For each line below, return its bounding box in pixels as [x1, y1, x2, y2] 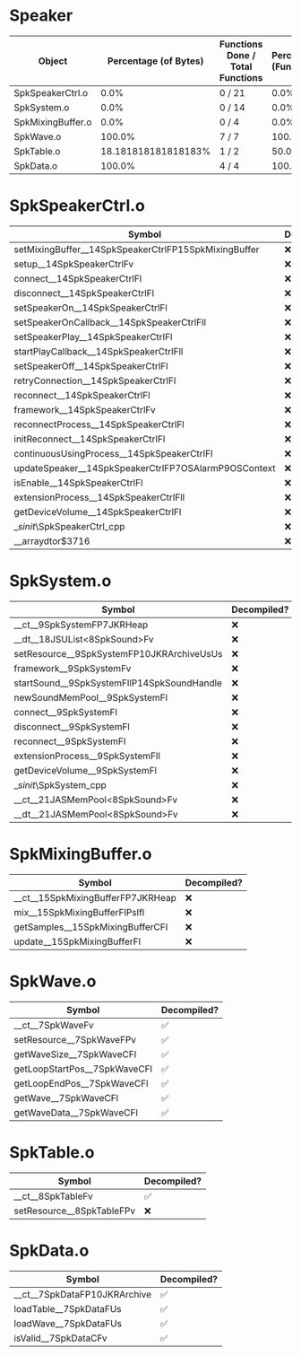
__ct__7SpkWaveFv [13, 1019, 94, 1031]
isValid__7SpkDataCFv [13, 1332, 107, 1344]
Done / [227, 48, 256, 61]
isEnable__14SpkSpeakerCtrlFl [13, 477, 143, 489]
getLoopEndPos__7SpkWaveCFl [13, 1077, 149, 1089]
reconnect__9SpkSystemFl [13, 735, 126, 748]
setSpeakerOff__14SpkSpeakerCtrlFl [13, 360, 168, 372]
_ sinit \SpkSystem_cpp [13, 778, 107, 791]
